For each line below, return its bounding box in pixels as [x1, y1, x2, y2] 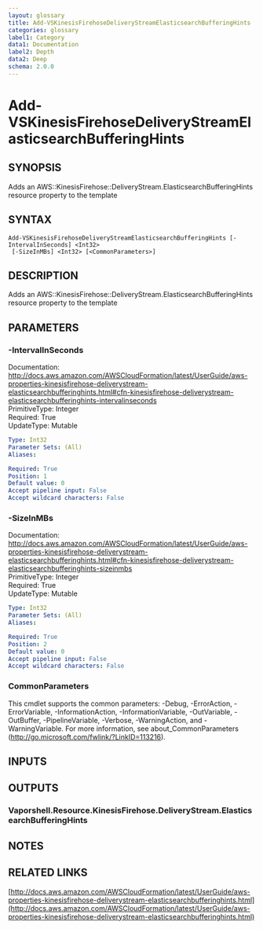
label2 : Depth [8, 48, 55, 56]
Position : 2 [8, 640, 47, 648]
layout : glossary [8, 11, 65, 20]
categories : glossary [8, 26, 79, 34]
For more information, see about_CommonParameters [65, 724, 239, 733]
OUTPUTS [8, 781, 59, 795]
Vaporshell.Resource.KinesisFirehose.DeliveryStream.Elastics [8, 805, 253, 816]
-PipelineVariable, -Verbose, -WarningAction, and [42, 715, 203, 725]
